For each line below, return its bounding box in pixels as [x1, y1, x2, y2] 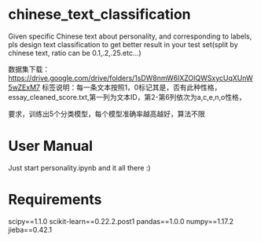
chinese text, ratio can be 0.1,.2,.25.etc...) [8, 48, 142, 57]
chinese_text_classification [8, 5, 191, 24]
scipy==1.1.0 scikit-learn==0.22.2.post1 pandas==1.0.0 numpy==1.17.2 [8, 216, 234, 225]
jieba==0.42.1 [8, 225, 53, 234]
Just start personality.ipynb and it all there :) [8, 163, 151, 172]
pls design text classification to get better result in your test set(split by [8, 39, 238, 49]
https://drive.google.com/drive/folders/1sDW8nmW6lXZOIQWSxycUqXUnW [8, 73, 253, 82]
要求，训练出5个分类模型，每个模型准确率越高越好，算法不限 [8, 108, 206, 119]
